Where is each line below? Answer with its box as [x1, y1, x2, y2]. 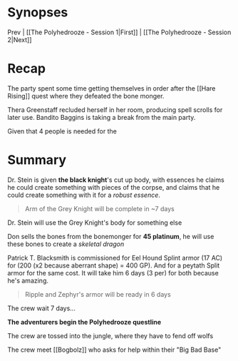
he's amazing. [7, 276, 48, 285]
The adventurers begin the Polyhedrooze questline [7, 317, 162, 326]
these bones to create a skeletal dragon [7, 240, 125, 248]
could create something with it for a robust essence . [7, 190, 160, 199]
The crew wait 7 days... [7, 304, 76, 312]
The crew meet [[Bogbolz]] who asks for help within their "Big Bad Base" [7, 345, 222, 354]
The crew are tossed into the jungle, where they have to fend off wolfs [7, 331, 214, 340]
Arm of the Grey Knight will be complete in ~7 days [24, 204, 175, 213]
